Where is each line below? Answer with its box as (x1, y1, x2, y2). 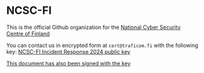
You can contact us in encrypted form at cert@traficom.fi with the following (6, 42, 199, 49)
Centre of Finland (6, 30, 50, 37)
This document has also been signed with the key (6, 60, 131, 67)
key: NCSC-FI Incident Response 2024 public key (6, 48, 131, 55)
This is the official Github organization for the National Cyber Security (6, 24, 181, 31)
